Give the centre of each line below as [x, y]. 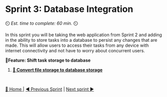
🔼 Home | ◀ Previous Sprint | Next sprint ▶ [49, 89]
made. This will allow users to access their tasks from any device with [77, 45]
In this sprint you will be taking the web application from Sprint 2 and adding [84, 35]
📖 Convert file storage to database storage [57, 70]
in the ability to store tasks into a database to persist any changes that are [81, 40]
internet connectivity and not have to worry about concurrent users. [75, 50]
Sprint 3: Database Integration [69, 9]
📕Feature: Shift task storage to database [48, 60]
